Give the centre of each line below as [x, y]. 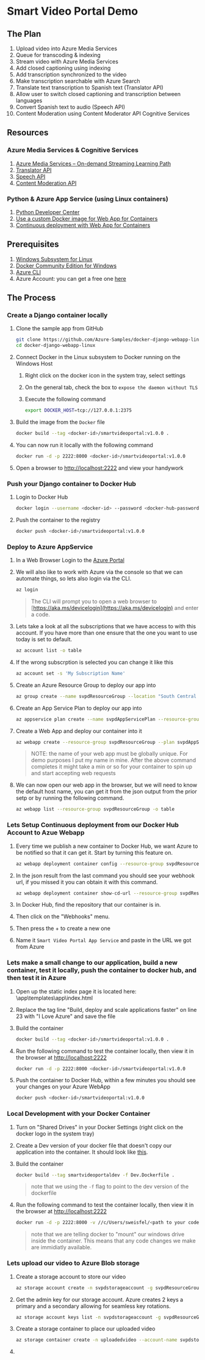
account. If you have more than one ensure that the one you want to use [106, 633]
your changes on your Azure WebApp [63, 1087]
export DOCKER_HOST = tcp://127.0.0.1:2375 [78, 411]
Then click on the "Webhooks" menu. [63, 916]
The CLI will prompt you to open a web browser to [94, 601]
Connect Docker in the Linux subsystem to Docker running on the [98, 357]
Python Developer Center [48, 212]
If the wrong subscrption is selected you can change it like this [94, 662]
